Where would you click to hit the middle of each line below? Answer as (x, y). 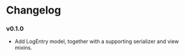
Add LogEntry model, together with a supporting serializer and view (97, 41)
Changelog (34, 10)
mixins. (23, 48)
